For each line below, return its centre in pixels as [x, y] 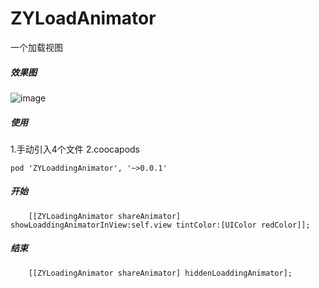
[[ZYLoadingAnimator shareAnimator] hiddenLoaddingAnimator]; [160, 273]
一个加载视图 [36, 47]
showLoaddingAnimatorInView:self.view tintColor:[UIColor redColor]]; [160, 225]
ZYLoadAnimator [83, 18]
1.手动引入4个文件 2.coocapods [75, 149]
